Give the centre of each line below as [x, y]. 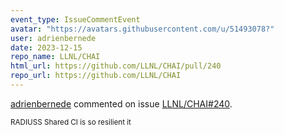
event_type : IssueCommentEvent [75, 19]
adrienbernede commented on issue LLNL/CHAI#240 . [121, 103]
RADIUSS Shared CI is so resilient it [71, 122]
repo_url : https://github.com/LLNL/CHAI [96, 76]
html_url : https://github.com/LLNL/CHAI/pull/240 [116, 66]
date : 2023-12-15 [46, 47]
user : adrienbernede [53, 38]
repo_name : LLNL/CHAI [55, 57]
